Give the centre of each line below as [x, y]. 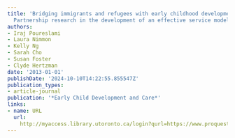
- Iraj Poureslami [34, 33]
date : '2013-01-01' [36, 72]
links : [17, 105]
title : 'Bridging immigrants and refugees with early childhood [103, 14]
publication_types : [36, 85]
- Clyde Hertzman [33, 66]
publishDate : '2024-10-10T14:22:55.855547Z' [73, 78]
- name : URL [24, 111]
